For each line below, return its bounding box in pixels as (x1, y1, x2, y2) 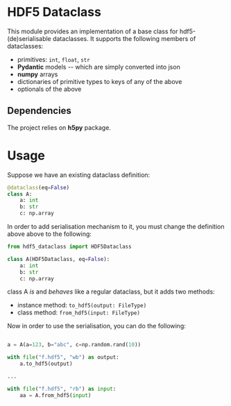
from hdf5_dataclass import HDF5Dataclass (7, 244, 132, 251)
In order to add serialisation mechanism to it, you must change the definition (7, 223, 225, 231)
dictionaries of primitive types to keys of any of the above (17, 77, 182, 85)
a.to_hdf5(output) (19, 360, 73, 368)
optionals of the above (17, 85, 82, 93)
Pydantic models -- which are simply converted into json (17, 62, 180, 71)
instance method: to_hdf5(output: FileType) (17, 301, 147, 310)
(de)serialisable (7, 34, 52, 42)
